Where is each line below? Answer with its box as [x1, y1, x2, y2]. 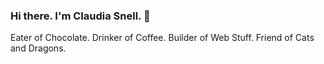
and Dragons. [10, 42, 67, 54]
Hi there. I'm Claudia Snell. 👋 [10, 9, 151, 23]
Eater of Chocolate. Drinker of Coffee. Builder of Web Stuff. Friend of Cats [10, 32, 315, 44]
